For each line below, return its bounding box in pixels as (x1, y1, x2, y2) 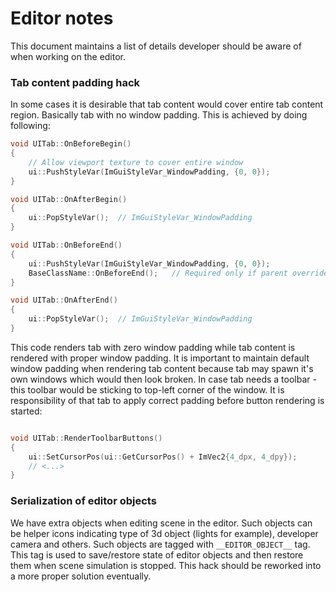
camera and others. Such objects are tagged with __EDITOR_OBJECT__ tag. (10, 538, 311, 550)
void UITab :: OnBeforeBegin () (10, 139, 132, 149)
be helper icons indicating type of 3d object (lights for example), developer (10, 527, 319, 539)
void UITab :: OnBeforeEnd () (10, 240, 123, 251)
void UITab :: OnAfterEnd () (10, 295, 118, 306)
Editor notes (10, 7, 114, 30)
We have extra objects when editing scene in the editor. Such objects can (10, 517, 313, 529)
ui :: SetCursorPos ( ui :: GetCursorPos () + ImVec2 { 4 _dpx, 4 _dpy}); (28, 452, 298, 462)
